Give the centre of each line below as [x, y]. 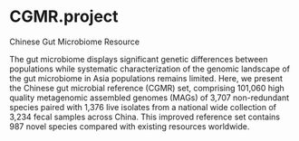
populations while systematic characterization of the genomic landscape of [149, 69]
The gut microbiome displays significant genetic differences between [139, 59]
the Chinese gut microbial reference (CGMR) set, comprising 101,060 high [147, 88]
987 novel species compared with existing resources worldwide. [130, 126]
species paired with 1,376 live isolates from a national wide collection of [143, 107]
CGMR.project [64, 17]
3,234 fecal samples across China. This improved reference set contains [145, 117]
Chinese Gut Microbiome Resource [75, 42]
